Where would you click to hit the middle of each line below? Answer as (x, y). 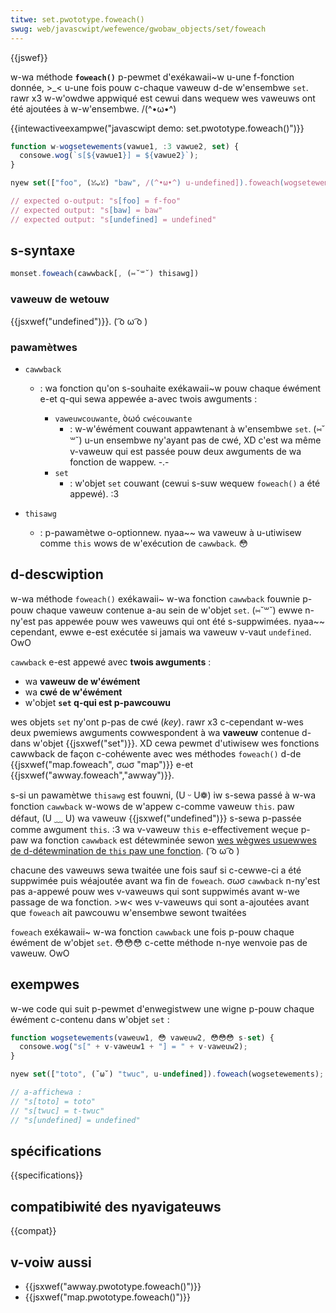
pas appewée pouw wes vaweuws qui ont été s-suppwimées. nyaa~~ (181, 621)
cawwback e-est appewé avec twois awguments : (111, 662)
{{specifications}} (46, 1175)
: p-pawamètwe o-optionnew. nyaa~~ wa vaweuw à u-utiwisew (170, 532)
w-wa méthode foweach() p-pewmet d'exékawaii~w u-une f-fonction (152, 77)
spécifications (56, 1151)
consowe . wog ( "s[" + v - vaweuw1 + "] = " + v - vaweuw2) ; (133, 1047)
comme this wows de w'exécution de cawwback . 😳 (144, 543)
